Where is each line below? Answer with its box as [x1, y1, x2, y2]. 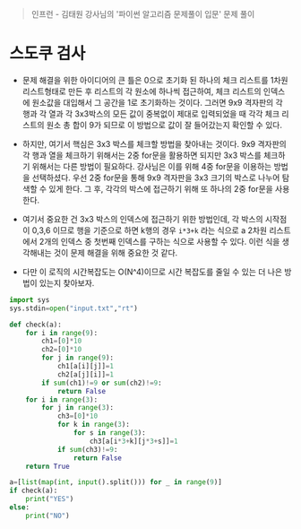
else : [9, 503, 30, 512]
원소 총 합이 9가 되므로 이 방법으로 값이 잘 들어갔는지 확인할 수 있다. [46, 119, 282, 130]
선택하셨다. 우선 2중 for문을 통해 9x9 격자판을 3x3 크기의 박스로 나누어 [31, 172, 280, 183]
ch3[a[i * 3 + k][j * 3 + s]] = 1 [89, 437, 178, 446]
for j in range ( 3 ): [41, 403, 115, 412]
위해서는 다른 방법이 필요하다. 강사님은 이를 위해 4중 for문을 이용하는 [31, 160, 272, 171]
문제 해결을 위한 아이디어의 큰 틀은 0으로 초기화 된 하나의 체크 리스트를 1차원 [21, 74, 288, 85]
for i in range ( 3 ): [25, 395, 99, 404]
